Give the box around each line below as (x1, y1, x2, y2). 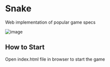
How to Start (5, 43, 45, 52)
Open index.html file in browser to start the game (5, 56, 105, 62)
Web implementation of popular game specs (5, 19, 96, 25)
